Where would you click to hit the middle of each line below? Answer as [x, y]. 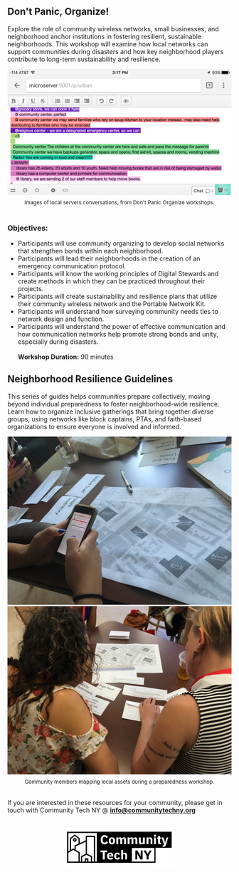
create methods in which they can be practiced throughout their [111, 281]
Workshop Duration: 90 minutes [65, 357]
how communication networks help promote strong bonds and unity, [118, 334]
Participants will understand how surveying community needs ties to [118, 311]
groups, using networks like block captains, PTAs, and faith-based [105, 419]
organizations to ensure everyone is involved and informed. [94, 426]
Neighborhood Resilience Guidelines [90, 379]
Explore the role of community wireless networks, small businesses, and [113, 28]
